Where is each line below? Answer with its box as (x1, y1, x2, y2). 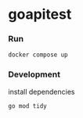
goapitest (8, 5, 72, 23)
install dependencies (8, 87, 75, 96)
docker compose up (8, 51, 68, 59)
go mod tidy (8, 102, 47, 110)
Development (8, 69, 61, 80)
